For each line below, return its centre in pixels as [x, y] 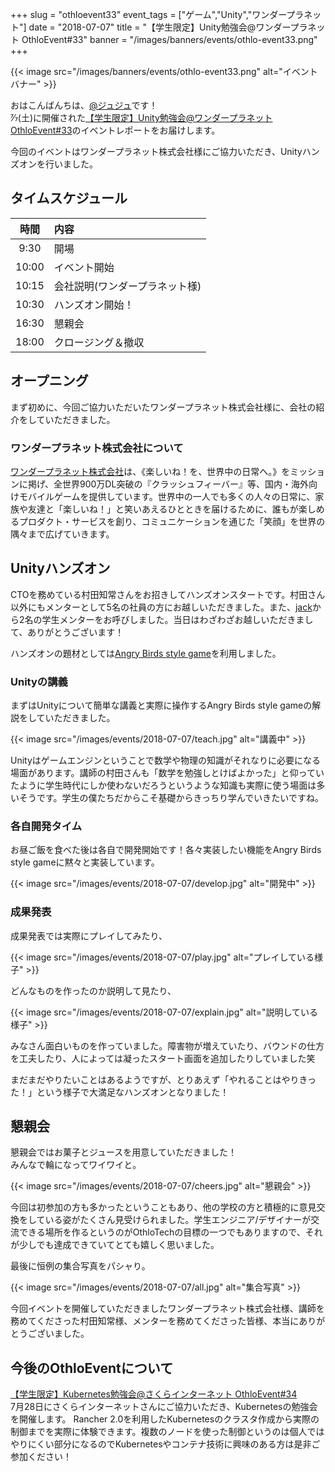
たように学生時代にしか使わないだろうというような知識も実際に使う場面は [163, 785]
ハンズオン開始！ [94, 305]
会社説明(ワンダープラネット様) [127, 286]
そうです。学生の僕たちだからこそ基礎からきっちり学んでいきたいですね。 [171, 798]
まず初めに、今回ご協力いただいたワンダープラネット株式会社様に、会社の [163, 407]
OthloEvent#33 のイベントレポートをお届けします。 [115, 130]
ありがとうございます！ [76, 632]
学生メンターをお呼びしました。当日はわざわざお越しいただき [169, 619]
